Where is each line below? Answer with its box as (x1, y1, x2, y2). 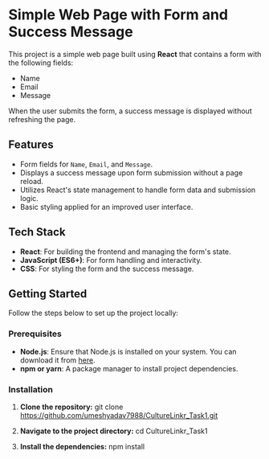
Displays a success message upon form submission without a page (19, 167, 243, 178)
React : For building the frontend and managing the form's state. (19, 247, 231, 256)
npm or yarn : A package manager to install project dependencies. (19, 363, 238, 373)
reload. (19, 176, 44, 186)
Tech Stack (8, 225, 66, 239)
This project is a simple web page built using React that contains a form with (8, 49, 262, 59)
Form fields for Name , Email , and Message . (19, 159, 153, 169)
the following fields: (8, 58, 74, 68)
